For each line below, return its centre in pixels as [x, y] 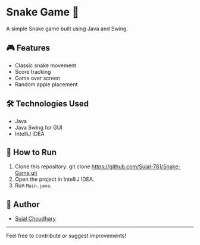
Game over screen [37, 78]
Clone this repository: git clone [52, 167]
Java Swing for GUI [38, 127]
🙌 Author [23, 204]
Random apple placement [46, 84]
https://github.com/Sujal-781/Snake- [136, 167]
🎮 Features [28, 48]
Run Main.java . [33, 186]
